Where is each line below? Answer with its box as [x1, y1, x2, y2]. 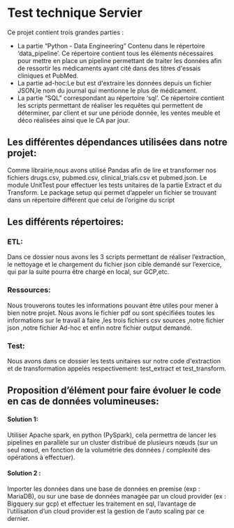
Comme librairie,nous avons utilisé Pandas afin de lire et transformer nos [7, 166, 217, 174]
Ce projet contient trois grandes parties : [7, 28, 124, 36]
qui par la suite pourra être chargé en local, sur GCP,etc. [7, 268, 170, 276]
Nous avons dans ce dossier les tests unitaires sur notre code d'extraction [7, 357, 221, 366]
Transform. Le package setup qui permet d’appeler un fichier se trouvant [7, 188, 217, 197]
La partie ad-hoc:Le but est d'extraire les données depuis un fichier [17, 78, 212, 87]
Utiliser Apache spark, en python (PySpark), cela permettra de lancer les [7, 431, 217, 439]
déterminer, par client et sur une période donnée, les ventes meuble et [17, 109, 221, 117]
